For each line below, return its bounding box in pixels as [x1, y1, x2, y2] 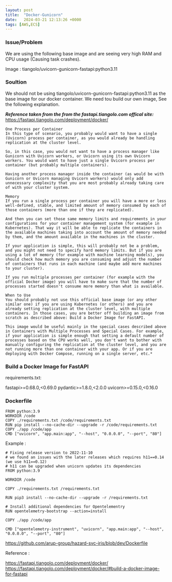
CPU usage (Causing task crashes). [5, 56, 81, 62]
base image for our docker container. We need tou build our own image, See [5, 95, 167, 102]
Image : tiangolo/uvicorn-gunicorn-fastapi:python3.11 [5, 66, 118, 72]
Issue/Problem [5, 39, 43, 46]
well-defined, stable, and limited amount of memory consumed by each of [5, 203, 167, 208]
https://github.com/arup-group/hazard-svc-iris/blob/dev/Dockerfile [5, 540, 148, 547]
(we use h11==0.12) [5, 459, 47, 464]
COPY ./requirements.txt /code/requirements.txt [5, 418, 111, 423]
